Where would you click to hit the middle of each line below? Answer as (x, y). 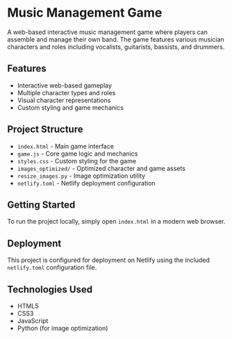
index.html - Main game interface (66, 146)
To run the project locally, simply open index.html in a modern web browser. (116, 222)
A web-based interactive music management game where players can (108, 32)
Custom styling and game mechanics (70, 107)
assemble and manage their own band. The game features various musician (116, 39)
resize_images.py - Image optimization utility (81, 176)
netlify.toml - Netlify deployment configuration (86, 183)
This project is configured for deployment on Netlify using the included (109, 260)
